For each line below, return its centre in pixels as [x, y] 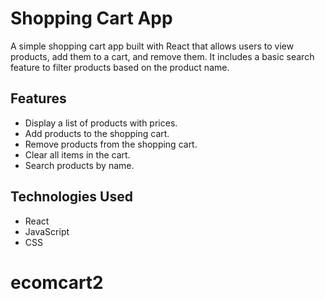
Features [38, 98]
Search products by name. [79, 165]
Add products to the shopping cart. [97, 133]
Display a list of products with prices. [101, 123]
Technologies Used [71, 197]
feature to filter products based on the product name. [120, 67]
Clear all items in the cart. [77, 154]
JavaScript [47, 231]
